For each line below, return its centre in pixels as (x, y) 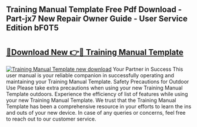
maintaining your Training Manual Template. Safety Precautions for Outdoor (98, 82)
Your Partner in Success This (148, 69)
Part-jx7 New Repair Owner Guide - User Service (97, 19)
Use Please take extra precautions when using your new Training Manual (94, 88)
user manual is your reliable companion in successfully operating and (90, 75)
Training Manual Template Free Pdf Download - (94, 10)
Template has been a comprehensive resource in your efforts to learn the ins (99, 107)
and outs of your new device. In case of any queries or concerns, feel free (96, 113)
